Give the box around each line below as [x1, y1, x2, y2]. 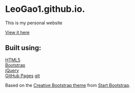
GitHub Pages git [5, 73, 40, 79]
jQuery [5, 67, 19, 73]
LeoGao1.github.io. [5, 3, 86, 15]
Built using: [5, 44, 41, 52]
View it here [5, 29, 30, 35]
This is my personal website [5, 20, 63, 26]
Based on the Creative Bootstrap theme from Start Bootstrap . [5, 82, 131, 88]
